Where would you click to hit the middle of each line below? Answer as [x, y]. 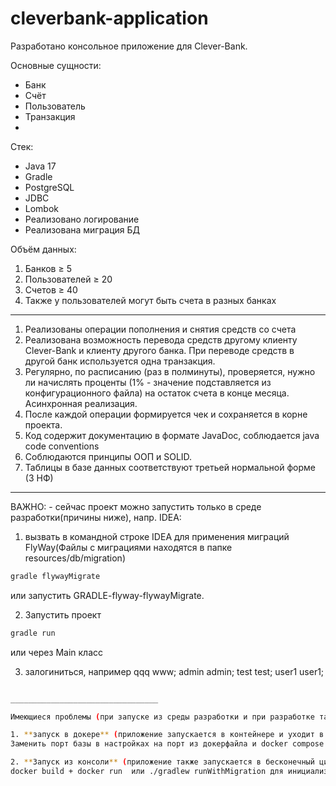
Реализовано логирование [82, 219]
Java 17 [40, 166]
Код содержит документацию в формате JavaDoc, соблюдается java [172, 435]
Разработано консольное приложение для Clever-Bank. [129, 46]
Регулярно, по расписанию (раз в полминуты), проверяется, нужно [170, 371]
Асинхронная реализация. [81, 403]
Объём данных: [43, 249]
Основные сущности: [56, 65]
